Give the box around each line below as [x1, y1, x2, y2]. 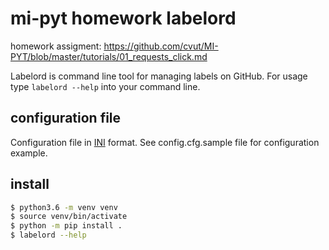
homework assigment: [10, 40, 102, 52]
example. [10, 147, 48, 159]
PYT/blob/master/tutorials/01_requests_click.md [10, 50, 208, 62]
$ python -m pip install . [10, 221, 123, 231]
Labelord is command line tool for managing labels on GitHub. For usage [10, 70, 308, 82]
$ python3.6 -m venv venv [10, 202, 118, 212]
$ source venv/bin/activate [10, 212, 128, 222]
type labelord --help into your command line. [10, 80, 201, 92]
